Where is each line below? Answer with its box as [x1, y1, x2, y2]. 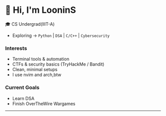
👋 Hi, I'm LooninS [5, 4, 77, 16]
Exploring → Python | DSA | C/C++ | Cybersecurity [12, 32, 110, 39]
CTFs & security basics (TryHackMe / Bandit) [12, 61, 105, 67]
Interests [5, 44, 27, 51]
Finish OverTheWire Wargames [12, 101, 76, 107]
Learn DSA [12, 95, 35, 101]
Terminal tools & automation [12, 56, 70, 62]
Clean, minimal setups [12, 67, 58, 73]
